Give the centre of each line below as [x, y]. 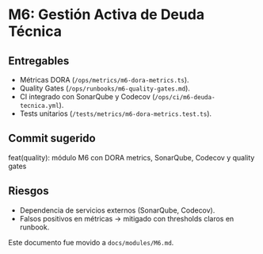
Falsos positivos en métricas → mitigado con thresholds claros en [127, 218]
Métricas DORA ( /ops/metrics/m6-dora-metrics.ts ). [104, 80]
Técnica [35, 31]
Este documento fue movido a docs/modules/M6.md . [91, 242]
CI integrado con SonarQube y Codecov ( [87, 96]
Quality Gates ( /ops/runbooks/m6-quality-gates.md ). [105, 88]
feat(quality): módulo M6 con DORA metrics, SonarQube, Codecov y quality [131, 157]
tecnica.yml [39, 106]
